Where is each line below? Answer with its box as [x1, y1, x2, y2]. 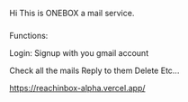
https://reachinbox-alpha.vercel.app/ [9, 82, 146, 93]
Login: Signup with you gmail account [9, 47, 149, 58]
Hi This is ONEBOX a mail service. [9, 8, 135, 18]
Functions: [9, 30, 49, 41]
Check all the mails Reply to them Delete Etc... [9, 65, 180, 76]
